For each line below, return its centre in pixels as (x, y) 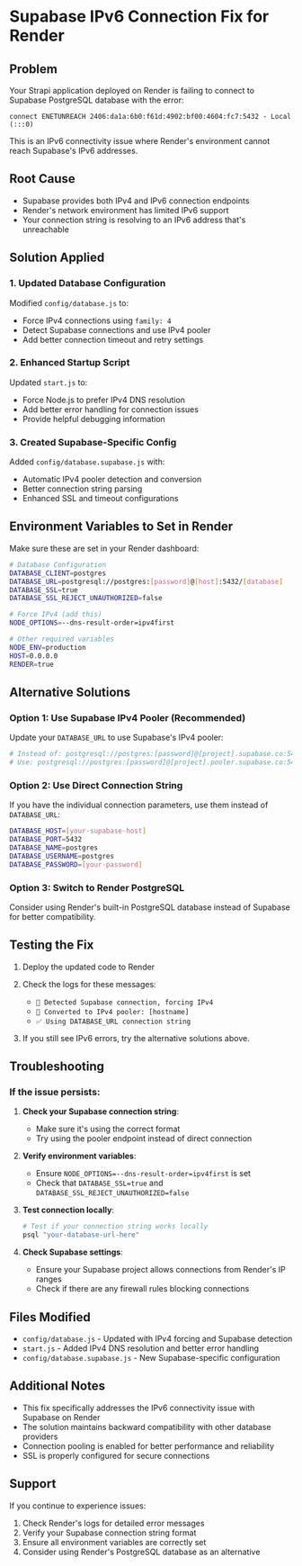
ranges (49, 1279)
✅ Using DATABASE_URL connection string (113, 1021)
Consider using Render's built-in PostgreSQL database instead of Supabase (150, 907)
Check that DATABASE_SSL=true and (99, 1183)
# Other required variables (62, 639)
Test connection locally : (68, 1210)
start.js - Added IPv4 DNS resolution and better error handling (140, 1348)
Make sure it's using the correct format (108, 1129)
